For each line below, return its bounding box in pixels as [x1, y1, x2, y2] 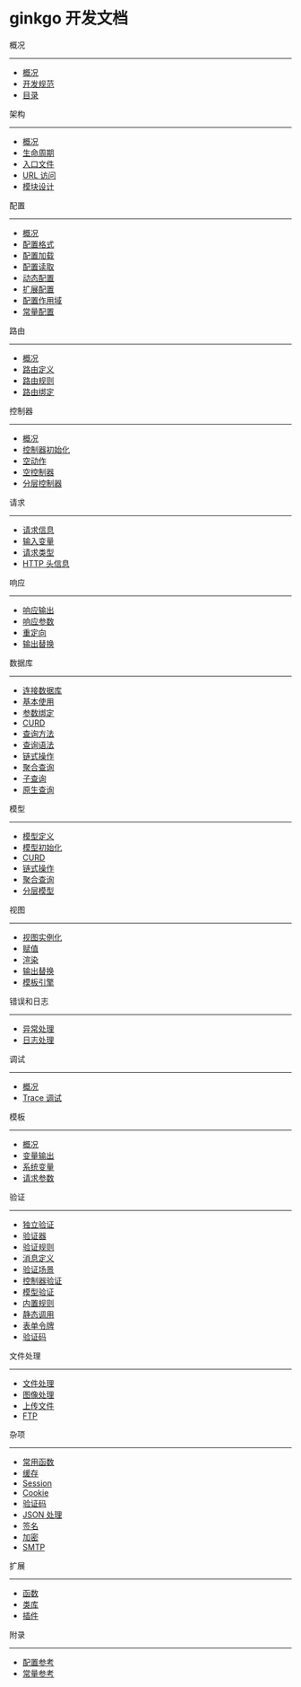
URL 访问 [21, 170, 56, 180]
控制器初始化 [21, 444, 70, 454]
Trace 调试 [21, 1092, 63, 1103]
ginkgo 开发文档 [9, 8, 128, 29]
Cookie [21, 1487, 49, 1498]
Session [21, 1478, 52, 1489]
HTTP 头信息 [21, 558, 70, 568]
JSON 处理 [21, 1509, 63, 1520]
